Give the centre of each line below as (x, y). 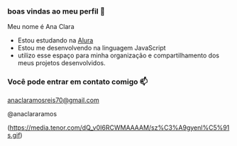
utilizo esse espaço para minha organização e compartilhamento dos (118, 55)
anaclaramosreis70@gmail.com (53, 100)
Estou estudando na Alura (55, 40)
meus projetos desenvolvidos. (61, 63)
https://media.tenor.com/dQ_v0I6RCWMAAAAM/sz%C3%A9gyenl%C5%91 (120, 128)
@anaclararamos (32, 113)
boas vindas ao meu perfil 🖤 (56, 11)
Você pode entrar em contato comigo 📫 (77, 82)
